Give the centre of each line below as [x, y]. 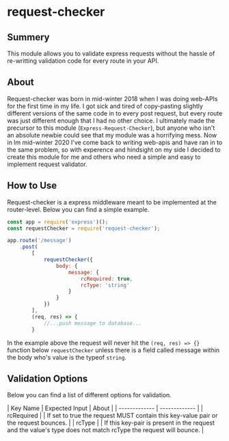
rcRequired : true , [107, 279]
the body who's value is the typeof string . [67, 357]
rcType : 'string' [105, 285]
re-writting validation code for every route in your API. [83, 61]
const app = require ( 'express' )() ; [58, 222]
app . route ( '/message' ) [39, 241]
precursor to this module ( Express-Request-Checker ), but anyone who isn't [111, 128]
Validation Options [48, 378]
